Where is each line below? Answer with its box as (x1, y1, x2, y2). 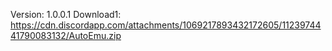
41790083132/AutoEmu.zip (10, 30, 122, 41)
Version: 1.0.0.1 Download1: (10, 9, 122, 20)
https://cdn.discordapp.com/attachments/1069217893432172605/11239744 (10, 19, 322, 31)
